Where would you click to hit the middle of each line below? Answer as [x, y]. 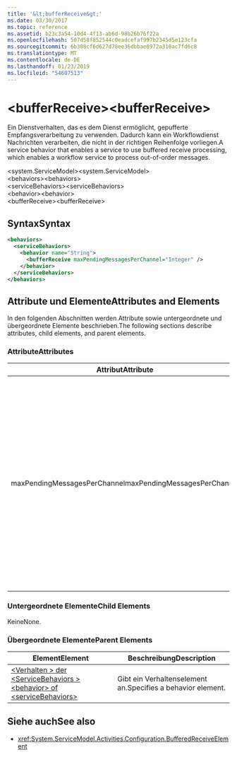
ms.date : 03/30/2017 [38, 20]
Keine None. [24, 621]
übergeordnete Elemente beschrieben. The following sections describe [110, 326]
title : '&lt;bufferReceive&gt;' [55, 14]
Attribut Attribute [125, 370]
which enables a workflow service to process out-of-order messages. [109, 158]
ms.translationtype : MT [42, 54]
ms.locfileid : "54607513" [45, 73]
